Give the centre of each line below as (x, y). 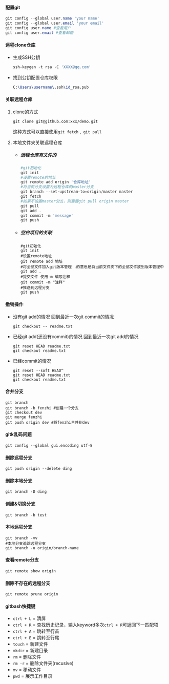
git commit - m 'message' (47, 215)
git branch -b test (26, 515)
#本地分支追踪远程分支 (26, 543)
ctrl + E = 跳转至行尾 (36, 638)
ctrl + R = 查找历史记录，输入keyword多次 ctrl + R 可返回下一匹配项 (86, 625)
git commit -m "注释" (43, 282)
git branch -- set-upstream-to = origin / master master (77, 192)
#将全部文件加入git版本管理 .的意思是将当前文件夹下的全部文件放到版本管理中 (92, 267)
